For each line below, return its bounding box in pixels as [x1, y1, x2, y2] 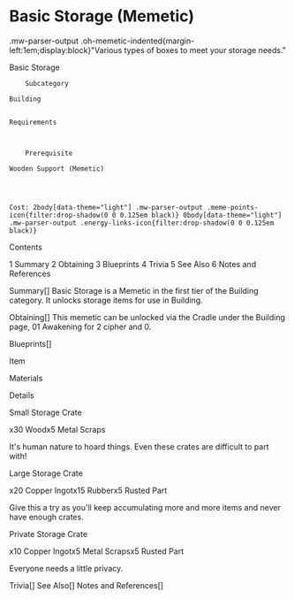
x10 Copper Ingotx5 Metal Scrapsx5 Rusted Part [9, 546, 184, 557]
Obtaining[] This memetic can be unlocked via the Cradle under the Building [9, 311, 285, 322]
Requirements [9, 118, 57, 127]
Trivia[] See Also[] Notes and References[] [9, 580, 164, 590]
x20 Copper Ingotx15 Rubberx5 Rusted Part [9, 485, 168, 495]
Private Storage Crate [9, 528, 88, 539]
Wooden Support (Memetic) [9, 164, 104, 173]
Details [9, 389, 34, 400]
